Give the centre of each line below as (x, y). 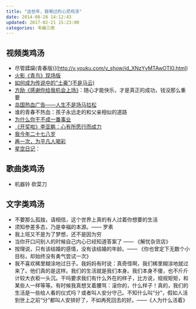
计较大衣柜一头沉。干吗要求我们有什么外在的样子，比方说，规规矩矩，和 (101, 278)
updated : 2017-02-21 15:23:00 (43, 22)
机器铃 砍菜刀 (31, 184)
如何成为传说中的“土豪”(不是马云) (55, 83)
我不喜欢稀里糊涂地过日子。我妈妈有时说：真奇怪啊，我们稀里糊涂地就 (99, 263)
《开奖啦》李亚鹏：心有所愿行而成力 (58, 127)
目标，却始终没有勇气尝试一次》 (53, 256)
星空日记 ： (27, 149)
